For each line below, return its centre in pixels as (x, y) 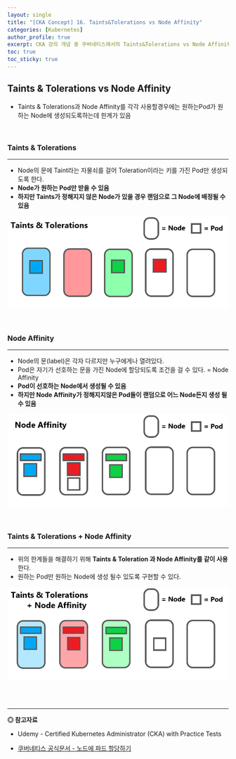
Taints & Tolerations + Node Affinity (70, 536)
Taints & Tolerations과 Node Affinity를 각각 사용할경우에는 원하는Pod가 (117, 106)
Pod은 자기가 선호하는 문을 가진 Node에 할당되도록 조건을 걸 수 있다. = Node (123, 370)
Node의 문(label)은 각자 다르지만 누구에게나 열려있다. (91, 361)
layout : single (29, 15)
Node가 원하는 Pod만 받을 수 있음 (63, 188)
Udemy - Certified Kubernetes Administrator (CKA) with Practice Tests (119, 734)
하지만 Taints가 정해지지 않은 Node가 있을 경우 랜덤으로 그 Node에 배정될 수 (122, 196)
